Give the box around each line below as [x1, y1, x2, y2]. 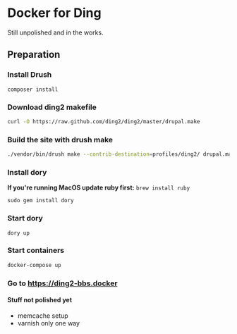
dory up [7, 229, 30, 237]
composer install [7, 86, 59, 93]
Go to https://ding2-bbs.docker [7, 278, 118, 288]
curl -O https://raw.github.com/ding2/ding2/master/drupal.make [7, 118, 200, 125]
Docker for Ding [7, 5, 102, 21]
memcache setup [17, 311, 68, 320]
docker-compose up [7, 261, 61, 268]
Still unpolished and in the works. [7, 28, 104, 37]
